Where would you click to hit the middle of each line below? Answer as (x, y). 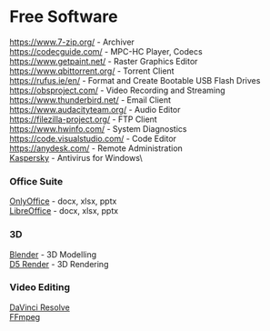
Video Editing (40, 287)
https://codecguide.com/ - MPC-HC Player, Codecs (106, 51)
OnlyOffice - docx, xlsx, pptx (63, 201)
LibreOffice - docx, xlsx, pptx (64, 211)
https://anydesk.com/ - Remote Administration (96, 148)
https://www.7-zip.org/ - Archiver (72, 42)
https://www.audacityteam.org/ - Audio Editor (95, 109)
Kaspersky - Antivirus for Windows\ (76, 157)
